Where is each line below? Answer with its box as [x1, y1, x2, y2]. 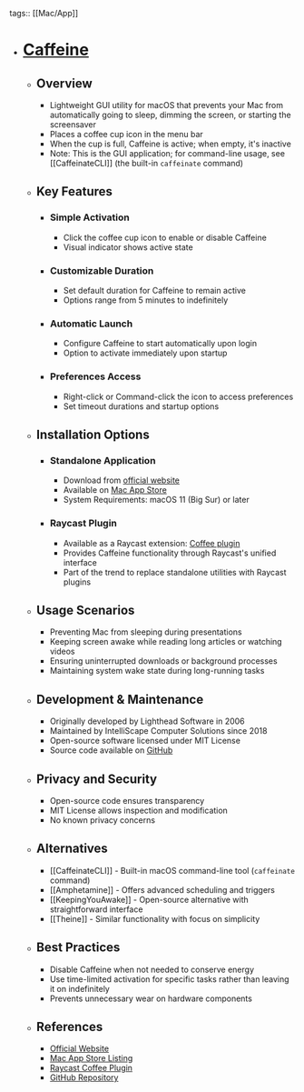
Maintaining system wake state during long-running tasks [49, 666, 265, 676]
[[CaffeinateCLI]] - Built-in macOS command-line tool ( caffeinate [49, 865, 295, 876]
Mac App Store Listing [49, 1053, 133, 1064]
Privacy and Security [35, 771, 158, 786]
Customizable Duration [49, 264, 154, 276]
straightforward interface [49, 904, 143, 915]
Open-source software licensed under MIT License [49, 736, 240, 746]
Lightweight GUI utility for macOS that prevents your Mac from [49, 100, 284, 110]
